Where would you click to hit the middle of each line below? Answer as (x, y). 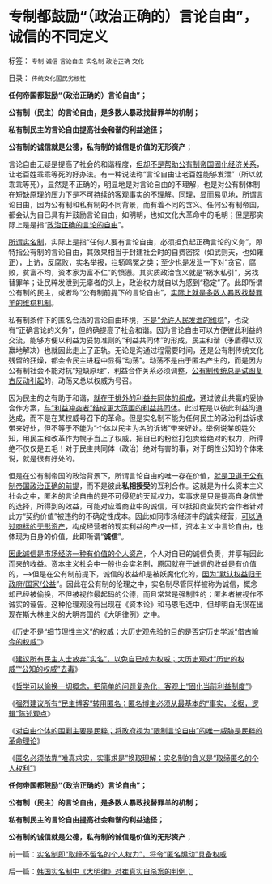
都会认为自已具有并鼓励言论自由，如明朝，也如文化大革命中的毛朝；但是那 (132, 215)
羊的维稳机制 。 (33, 302)
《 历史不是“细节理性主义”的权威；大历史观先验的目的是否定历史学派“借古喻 (134, 631)
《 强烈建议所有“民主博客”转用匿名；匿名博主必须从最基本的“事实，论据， (130, 703)
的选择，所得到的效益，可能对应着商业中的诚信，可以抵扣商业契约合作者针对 (136, 506)
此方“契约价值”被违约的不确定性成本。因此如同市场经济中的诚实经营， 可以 (132, 516)
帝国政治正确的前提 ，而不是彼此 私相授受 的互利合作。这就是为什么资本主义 (139, 486)
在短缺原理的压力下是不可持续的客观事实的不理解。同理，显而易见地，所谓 (132, 194)
